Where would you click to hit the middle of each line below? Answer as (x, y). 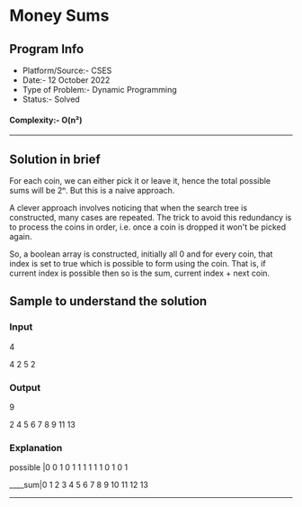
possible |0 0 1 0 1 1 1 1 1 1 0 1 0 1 (69, 467)
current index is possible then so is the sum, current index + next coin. (140, 273)
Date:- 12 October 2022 (66, 80)
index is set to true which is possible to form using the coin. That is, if (138, 264)
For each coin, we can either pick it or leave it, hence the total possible (140, 181)
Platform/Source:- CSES (67, 70)
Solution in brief (55, 159)
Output (25, 387)
